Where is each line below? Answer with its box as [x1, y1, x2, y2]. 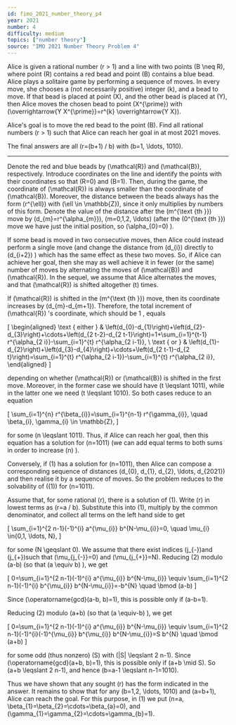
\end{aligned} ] [7, 360, 51, 368]
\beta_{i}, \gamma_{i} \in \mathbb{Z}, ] [7, 417, 119, 426]
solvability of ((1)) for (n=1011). [7, 482, 95, 490]
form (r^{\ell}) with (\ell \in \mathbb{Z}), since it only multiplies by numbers [7, 200, 223, 208]
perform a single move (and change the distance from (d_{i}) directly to [7, 244, 214, 251]
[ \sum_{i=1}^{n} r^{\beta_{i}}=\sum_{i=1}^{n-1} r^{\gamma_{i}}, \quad [7, 410, 208, 418]
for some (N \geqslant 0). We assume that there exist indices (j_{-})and [7, 546, 213, 553]
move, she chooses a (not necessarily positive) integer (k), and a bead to [7, 85, 219, 93]
